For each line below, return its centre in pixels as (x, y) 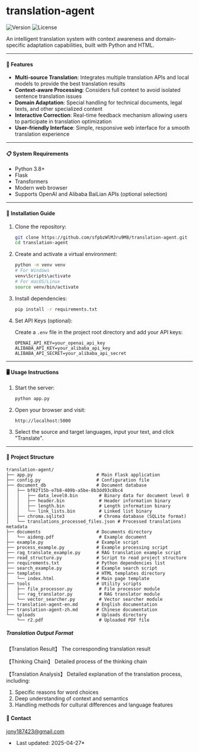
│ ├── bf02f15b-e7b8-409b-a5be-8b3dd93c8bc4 (65, 490)
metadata (17, 527)
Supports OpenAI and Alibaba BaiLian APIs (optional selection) (91, 194)
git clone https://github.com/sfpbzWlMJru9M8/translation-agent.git (101, 237)
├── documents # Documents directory (79, 532)
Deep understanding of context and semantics (71, 698)
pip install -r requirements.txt (56, 309)
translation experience (42, 134)
